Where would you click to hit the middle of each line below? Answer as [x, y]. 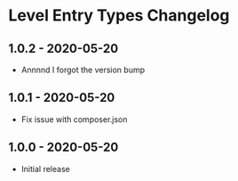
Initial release [45, 169]
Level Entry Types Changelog [119, 16]
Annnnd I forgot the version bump [83, 70]
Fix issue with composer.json [74, 119]
